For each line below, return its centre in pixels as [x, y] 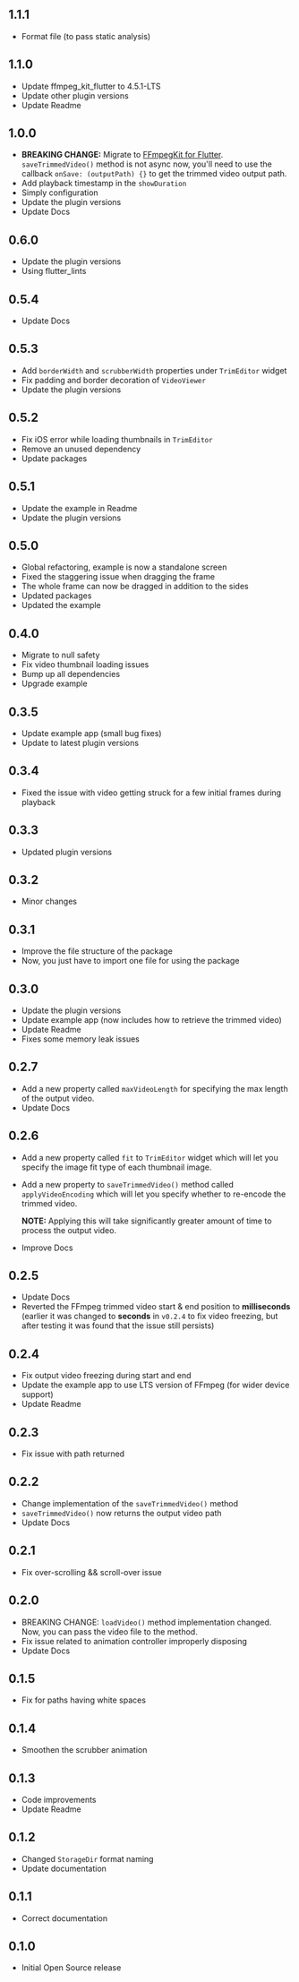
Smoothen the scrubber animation [84, 1750]
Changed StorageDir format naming [87, 1858]
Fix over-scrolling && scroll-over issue [91, 1572]
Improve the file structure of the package [97, 951]
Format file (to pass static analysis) [86, 36]
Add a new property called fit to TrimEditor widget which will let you [149, 1157]
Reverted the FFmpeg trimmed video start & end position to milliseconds [156, 1307]
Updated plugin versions [67, 852]
